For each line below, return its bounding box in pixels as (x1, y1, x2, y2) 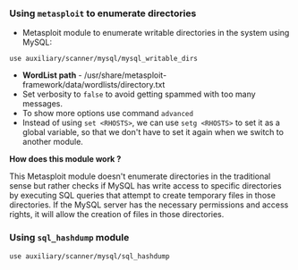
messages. (21, 98, 64, 109)
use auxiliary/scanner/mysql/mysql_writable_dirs (9, 55, 199, 63)
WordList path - (21, 70, 82, 80)
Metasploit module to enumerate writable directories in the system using (21, 28, 290, 38)
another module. (21, 137, 83, 148)
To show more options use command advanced (21, 108, 194, 119)
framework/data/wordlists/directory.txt (21, 80, 166, 90)
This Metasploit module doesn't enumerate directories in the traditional (9, 171, 271, 181)
